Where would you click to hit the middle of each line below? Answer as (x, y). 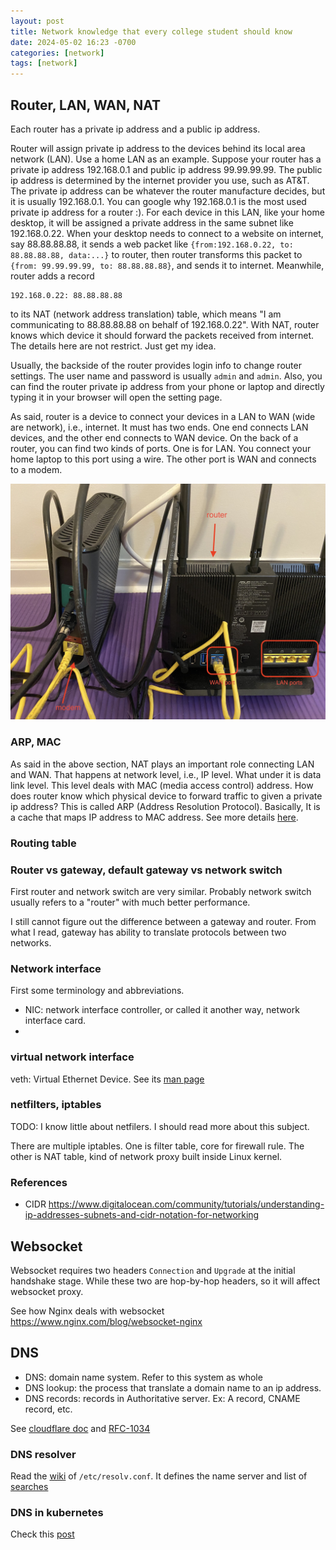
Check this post (42, 1534)
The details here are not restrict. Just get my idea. (113, 346)
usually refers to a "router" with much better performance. (130, 902)
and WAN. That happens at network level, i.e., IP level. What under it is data (166, 774)
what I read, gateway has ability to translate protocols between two (148, 932)
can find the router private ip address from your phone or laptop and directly (167, 386)
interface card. (55, 1021)
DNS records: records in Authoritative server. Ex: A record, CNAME (162, 1398)
